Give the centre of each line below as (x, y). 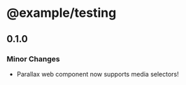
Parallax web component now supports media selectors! (98, 74)
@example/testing (62, 13)
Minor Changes (33, 59)
